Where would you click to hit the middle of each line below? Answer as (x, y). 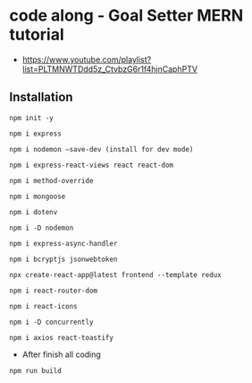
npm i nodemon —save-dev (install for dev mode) (101, 149)
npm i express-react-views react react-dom (92, 165)
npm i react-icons (43, 306)
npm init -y (31, 118)
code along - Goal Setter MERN (126, 16)
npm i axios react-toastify (62, 337)
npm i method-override (51, 180)
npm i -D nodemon (42, 228)
